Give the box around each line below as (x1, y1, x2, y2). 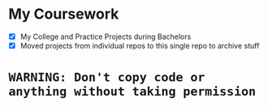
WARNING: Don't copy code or (8, 70, 205, 85)
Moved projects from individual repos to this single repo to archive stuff (19, 41, 260, 50)
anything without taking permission (8, 84, 257, 100)
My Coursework (8, 5, 119, 24)
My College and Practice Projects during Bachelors (19, 32, 192, 41)
